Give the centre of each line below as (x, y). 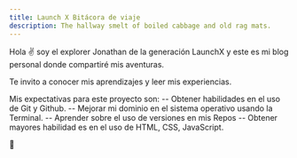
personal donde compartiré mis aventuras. (87, 64)
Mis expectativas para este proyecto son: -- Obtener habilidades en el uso (145, 99)
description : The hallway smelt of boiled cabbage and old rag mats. (141, 26)
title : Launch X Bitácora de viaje (75, 17)
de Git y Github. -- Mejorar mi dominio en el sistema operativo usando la (141, 108)
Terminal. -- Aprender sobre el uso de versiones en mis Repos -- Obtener (143, 117)
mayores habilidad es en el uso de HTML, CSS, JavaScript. (117, 127)
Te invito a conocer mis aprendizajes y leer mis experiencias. (121, 82)
